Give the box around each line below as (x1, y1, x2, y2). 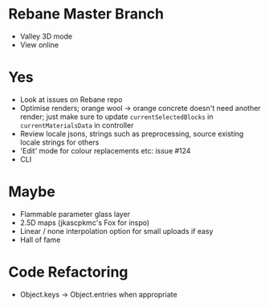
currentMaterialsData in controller (19, 120, 134, 129)
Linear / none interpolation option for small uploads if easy (19, 226, 214, 235)
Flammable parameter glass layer (19, 209, 131, 219)
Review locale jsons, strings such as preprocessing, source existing (19, 129, 244, 138)
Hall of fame (19, 235, 61, 244)
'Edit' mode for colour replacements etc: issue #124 (19, 145, 191, 155)
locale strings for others (19, 137, 100, 147)
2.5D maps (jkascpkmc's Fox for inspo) (19, 218, 150, 227)
